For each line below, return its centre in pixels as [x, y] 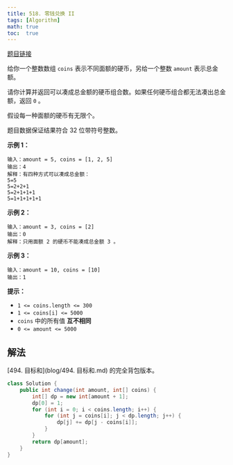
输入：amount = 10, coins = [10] [54, 270]
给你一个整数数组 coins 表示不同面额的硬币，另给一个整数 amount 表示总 [110, 69]
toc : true [23, 33]
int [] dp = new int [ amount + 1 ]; [80, 396]
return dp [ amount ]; [60, 442]
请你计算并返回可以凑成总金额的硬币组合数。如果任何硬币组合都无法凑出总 [113, 92]
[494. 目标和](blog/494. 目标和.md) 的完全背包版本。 [83, 370]
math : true [23, 26]
